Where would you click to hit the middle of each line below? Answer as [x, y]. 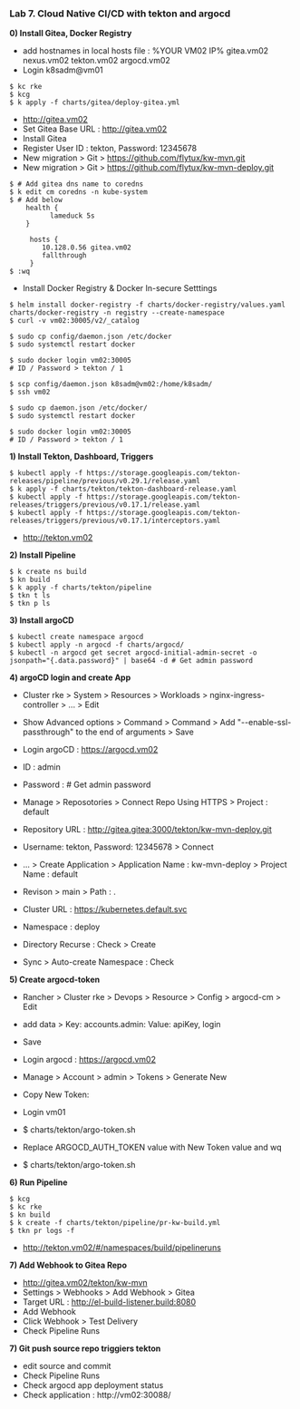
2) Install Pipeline [43, 555]
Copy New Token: [56, 1094]
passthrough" [48, 732]
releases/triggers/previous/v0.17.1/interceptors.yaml [115, 521]
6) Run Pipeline [39, 1182]
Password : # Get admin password [87, 785]
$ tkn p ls [30, 604]
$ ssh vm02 [30, 393]
